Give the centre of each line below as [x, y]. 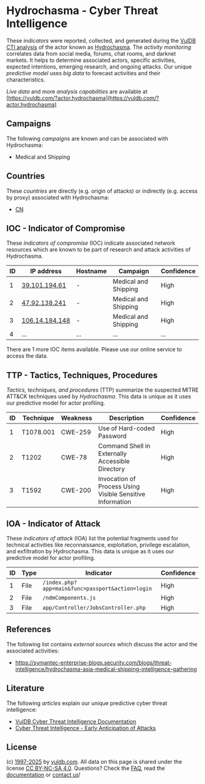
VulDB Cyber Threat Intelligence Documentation [76, 721]
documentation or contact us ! [44, 775]
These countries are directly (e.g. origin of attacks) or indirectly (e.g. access [102, 191]
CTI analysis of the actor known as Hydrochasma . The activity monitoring [99, 47]
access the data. [27, 356]
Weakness [77, 418]
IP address [46, 271]
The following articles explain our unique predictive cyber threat [87, 703]
